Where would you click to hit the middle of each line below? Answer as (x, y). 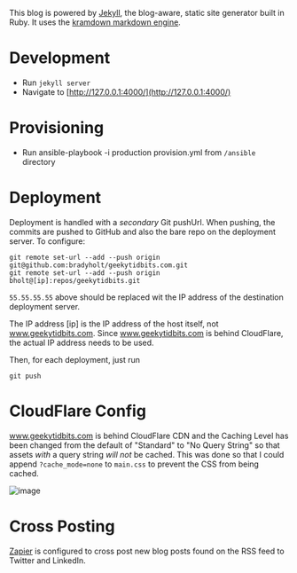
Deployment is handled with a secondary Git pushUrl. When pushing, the (142, 222)
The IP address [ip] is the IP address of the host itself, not (114, 324)
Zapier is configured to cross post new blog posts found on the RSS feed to (147, 551)
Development (60, 58)
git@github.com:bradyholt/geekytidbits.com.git (99, 265)
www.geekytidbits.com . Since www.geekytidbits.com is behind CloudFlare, (146, 333)
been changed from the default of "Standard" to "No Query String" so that (145, 445)
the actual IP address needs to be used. (82, 342)
